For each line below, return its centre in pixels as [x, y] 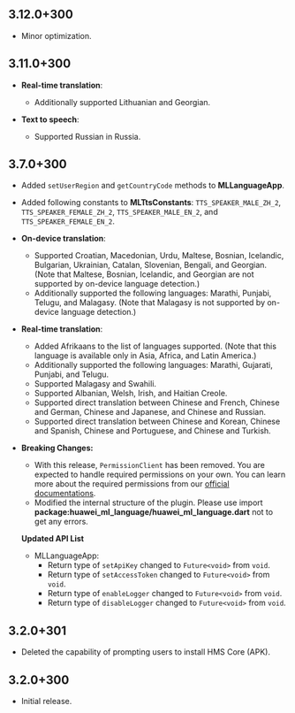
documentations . [65, 494]
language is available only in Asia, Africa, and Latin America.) [145, 356]
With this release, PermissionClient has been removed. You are [150, 465]
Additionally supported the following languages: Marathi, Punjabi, [153, 293]
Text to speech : [50, 119]
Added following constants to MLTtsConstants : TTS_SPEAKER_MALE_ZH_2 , [151, 203]
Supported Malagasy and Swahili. [95, 384]
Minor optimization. [56, 35]
